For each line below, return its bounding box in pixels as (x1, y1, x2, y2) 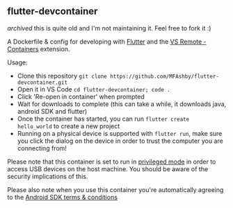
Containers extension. (7, 44, 70, 53)
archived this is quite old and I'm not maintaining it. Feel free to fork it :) (7, 24, 211, 32)
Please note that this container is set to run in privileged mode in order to (7, 157, 216, 166)
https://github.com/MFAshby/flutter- (110, 73, 219, 80)
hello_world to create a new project (17, 121, 120, 130)
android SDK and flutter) (17, 107, 88, 115)
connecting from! (17, 144, 67, 152)
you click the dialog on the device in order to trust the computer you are (17, 137, 224, 145)
